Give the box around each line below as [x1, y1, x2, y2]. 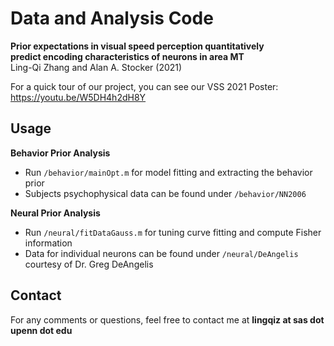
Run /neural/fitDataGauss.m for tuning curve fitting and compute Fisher [24, 226, 322, 238]
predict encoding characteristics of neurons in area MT [10, 50, 245, 62]
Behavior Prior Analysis [10, 147, 111, 159]
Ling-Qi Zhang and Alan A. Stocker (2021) [10, 61, 183, 73]
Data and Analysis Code [10, 7, 214, 30]
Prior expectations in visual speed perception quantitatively [10, 40, 265, 52]
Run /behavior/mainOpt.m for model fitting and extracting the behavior [24, 166, 313, 178]
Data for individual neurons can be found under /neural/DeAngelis [24, 247, 299, 259]
